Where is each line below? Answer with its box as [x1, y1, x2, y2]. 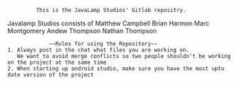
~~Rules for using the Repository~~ [48, 40, 158, 47]
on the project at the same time [7, 59, 107, 66]
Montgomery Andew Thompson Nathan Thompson [7, 27, 157, 35]
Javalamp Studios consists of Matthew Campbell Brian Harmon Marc [7, 19, 209, 28]
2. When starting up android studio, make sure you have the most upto [7, 65, 224, 72]
